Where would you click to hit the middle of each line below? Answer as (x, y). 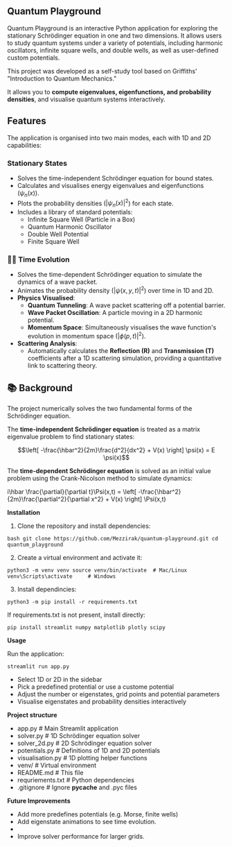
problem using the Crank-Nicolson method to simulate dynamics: (100, 478)
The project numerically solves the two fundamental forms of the (100, 408)
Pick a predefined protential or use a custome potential (96, 687)
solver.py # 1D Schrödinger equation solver (79, 735)
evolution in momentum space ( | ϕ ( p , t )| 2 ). (87, 335)
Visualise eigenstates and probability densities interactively (102, 701)
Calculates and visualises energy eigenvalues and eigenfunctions (110, 185)
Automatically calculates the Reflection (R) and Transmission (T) (121, 350)
